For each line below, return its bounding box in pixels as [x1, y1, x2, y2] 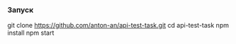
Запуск [7, 5, 34, 15]
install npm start [7, 28, 55, 37]
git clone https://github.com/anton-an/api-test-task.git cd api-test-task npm [7, 21, 229, 30]
